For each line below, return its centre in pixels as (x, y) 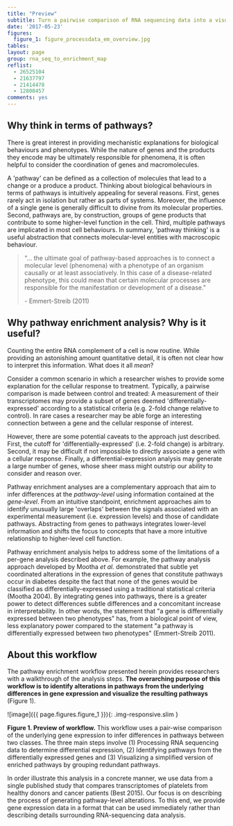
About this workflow (52, 655)
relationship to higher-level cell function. (65, 538)
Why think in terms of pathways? (80, 126)
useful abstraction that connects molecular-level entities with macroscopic (114, 237)
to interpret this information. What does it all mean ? (80, 365)
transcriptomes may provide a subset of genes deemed (86, 401)
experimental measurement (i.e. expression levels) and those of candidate (113, 516)
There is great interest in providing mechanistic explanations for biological (113, 142)
